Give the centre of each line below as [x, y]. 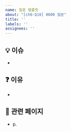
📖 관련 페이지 [24, 112]
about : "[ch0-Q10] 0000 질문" [36, 15]
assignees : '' [20, 29]
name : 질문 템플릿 [22, 10]
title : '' [16, 19]
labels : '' [17, 24]
